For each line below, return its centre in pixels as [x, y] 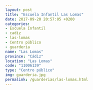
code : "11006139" [23, 65]
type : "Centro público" [30, 70]
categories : [17, 24]
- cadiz [13, 33]
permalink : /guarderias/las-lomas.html [47, 79]
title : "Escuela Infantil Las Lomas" [44, 14]
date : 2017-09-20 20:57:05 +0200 [40, 19]
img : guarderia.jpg [25, 75]
